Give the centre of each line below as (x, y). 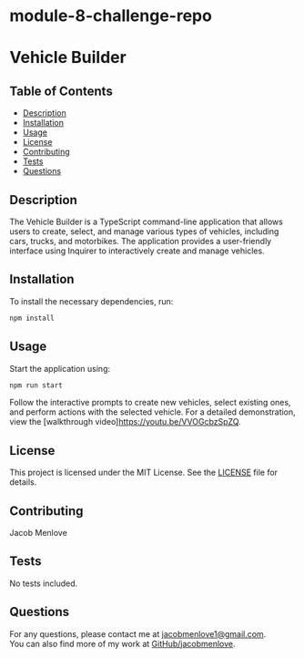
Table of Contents (61, 91)
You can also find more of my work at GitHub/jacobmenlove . (122, 643)
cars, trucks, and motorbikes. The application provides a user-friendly (141, 241)
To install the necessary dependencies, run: (91, 301)
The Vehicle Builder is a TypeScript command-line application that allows (147, 221)
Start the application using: (60, 368)
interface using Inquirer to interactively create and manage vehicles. (137, 251)
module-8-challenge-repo (111, 16)
